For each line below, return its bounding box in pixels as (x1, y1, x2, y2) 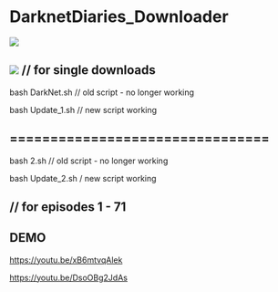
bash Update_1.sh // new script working (9, 104, 158, 115)
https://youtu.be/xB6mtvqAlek (9, 254, 123, 266)
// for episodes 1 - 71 (9, 199, 127, 214)
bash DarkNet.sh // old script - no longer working (9, 87, 194, 98)
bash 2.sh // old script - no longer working (9, 155, 169, 166)
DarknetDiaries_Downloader (9, 6, 230, 27)
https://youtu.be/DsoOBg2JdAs (9, 272, 128, 283)
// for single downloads (21, 62, 157, 78)
